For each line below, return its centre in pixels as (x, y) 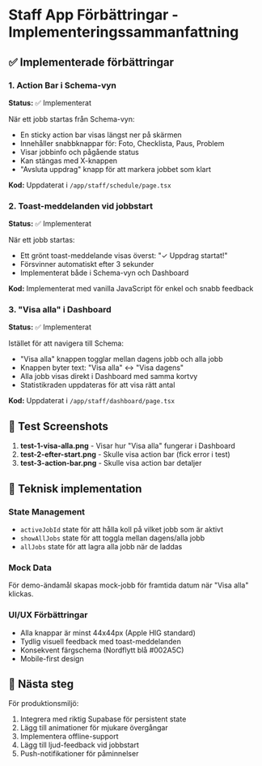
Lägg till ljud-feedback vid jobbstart (79, 745)
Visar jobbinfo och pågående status (79, 152)
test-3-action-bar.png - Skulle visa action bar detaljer (111, 463)
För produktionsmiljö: (44, 704)
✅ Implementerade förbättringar (91, 62)
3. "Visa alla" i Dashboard (60, 310)
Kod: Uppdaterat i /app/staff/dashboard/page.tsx (92, 401)
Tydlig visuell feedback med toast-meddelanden (101, 641)
